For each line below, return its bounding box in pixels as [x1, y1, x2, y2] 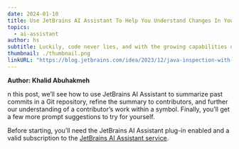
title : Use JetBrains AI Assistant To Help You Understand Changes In [7, 17, 221, 24]
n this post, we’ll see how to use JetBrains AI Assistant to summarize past [7, 89, 223, 98]
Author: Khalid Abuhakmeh [7, 76, 90, 84]
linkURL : [7, 57, 33, 64]
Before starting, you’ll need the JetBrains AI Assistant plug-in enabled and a [7, 126, 230, 135]
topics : [7, 23, 31, 31]
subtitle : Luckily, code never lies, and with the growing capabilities [7, 43, 228, 50]
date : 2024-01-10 [7, 10, 59, 18]
